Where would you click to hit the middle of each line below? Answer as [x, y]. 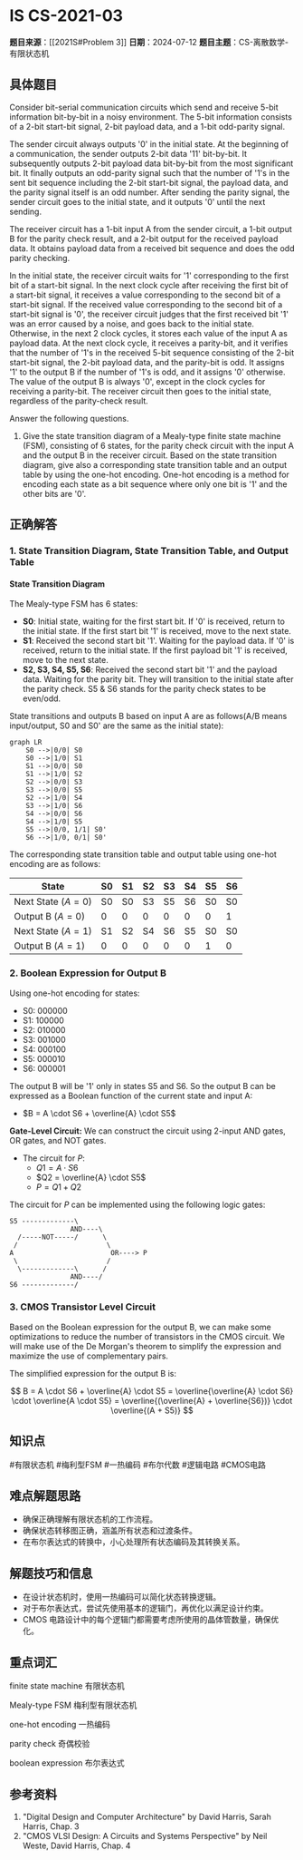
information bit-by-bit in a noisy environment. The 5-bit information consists [151, 117]
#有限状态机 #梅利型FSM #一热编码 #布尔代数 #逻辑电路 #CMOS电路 [138, 1465]
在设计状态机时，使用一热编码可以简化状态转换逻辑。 [122, 1597]
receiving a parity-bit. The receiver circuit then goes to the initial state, [141, 391]
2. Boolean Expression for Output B [88, 973]
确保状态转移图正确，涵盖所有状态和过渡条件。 [109, 1531]
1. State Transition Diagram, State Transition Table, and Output [149, 551]
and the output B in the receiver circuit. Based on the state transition [150, 455]
